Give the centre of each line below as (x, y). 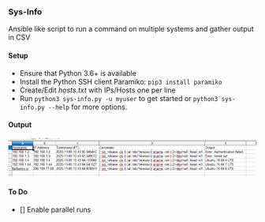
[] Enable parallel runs (55, 209)
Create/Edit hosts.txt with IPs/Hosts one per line (97, 90)
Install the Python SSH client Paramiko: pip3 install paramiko (121, 81)
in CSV (19, 37)
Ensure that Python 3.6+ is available (78, 73)
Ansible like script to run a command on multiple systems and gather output (131, 29)
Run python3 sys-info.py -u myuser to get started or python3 (119, 98)
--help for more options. (88, 107)
